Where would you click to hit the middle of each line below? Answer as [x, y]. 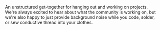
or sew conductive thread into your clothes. [49, 22]
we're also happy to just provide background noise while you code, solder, [80, 17]
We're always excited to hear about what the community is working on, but [80, 12]
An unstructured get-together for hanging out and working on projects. [77, 7]
